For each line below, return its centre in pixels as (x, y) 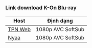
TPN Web (19, 30)
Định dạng (60, 21)
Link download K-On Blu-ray (41, 8)
